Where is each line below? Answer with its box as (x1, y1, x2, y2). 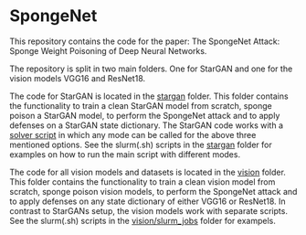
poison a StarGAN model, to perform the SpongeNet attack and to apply (9, 110, 280, 121)
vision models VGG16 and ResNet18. (9, 72, 146, 83)
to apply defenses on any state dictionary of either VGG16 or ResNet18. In (9, 196, 286, 207)
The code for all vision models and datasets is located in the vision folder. (9, 166, 286, 177)
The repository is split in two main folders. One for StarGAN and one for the (9, 63, 293, 74)
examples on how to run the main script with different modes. (9, 148, 240, 160)
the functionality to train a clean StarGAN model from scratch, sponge (9, 100, 272, 111)
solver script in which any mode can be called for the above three (9, 129, 257, 140)
